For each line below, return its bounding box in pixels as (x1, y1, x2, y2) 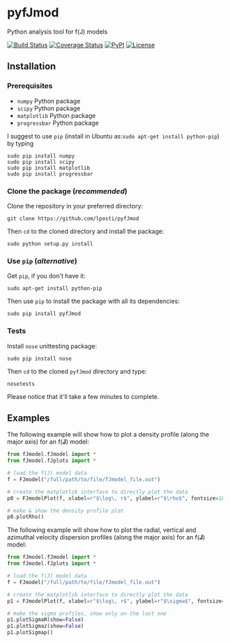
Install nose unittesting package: (7, 341, 97, 350)
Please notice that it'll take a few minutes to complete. (7, 392, 159, 400)
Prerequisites (7, 81, 53, 90)
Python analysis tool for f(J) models (7, 27, 108, 36)
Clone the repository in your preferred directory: (7, 202, 143, 210)
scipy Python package (16, 104, 81, 112)
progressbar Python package (16, 119, 99, 127)
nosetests (7, 380, 36, 387)
